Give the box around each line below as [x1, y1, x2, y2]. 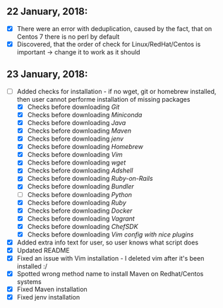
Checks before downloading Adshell [27, 166, 133, 175]
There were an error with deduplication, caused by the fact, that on [16, 24, 212, 32]
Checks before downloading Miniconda [27, 110, 143, 119]
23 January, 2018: [6, 69, 88, 81]
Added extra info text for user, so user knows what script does [16, 238, 199, 247]
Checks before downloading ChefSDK [27, 222, 138, 230]
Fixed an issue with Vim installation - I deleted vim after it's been [16, 254, 205, 262]
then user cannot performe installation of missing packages [16, 95, 191, 103]
